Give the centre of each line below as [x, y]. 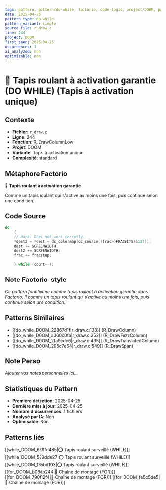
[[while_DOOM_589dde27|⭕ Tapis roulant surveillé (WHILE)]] [68, 457]
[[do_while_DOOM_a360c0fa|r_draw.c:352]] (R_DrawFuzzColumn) [80, 335]
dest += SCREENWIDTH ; [36, 246]
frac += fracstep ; [33, 255]
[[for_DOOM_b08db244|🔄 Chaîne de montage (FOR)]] [60, 472]
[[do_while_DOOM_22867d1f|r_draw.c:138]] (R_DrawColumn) [74, 330]
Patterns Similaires [35, 318]
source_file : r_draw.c [28, 28]
